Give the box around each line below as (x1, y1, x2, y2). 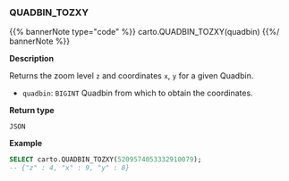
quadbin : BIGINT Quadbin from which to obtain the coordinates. (21, 87, 253, 99)
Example (9, 138, 43, 149)
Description (9, 53, 55, 64)
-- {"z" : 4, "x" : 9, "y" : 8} (9, 163, 130, 173)
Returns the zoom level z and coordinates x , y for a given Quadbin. (9, 70, 254, 81)
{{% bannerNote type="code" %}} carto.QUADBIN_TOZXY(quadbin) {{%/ (9, 27, 280, 37)
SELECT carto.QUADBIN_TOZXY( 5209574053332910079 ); (9, 155, 202, 164)
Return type (9, 105, 55, 116)
